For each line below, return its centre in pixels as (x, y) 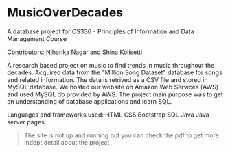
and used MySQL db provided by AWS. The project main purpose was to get (115, 94)
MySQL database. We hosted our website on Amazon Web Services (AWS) (113, 87)
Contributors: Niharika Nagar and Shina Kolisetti (75, 52)
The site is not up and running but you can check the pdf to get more (122, 135)
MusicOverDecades (65, 13)
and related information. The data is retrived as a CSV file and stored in (107, 79)
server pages (26, 122)
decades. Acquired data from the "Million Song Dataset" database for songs (115, 72)
